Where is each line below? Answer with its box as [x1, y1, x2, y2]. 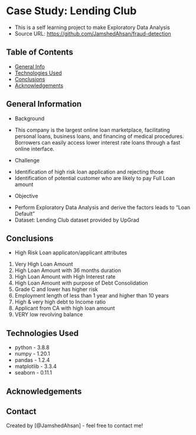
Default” [14, 210, 35, 217]
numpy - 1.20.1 [14, 350, 50, 357]
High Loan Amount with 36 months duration [14, 267, 121, 274]
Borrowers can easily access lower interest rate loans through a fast [14, 139, 181, 146]
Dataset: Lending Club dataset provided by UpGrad [14, 216, 140, 223]
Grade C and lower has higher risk [14, 286, 99, 293]
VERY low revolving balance [14, 311, 83, 318]
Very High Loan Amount [14, 261, 73, 268]
